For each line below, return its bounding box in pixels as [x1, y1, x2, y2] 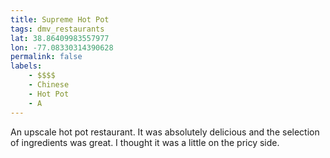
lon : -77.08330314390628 [10, 42, 114, 53]
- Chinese [28, 80, 70, 90]
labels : [10, 61, 43, 71]
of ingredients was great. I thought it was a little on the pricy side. [10, 136, 280, 148]
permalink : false [10, 52, 83, 62]
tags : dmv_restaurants [10, 24, 105, 34]
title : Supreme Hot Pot [10, 14, 110, 25]
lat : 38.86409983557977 [10, 33, 110, 43]
